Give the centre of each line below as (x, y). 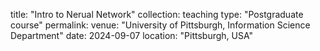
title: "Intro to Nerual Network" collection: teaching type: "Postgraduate (157, 14)
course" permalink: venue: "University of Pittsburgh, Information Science (160, 25)
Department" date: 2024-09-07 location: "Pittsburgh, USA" (132, 35)
